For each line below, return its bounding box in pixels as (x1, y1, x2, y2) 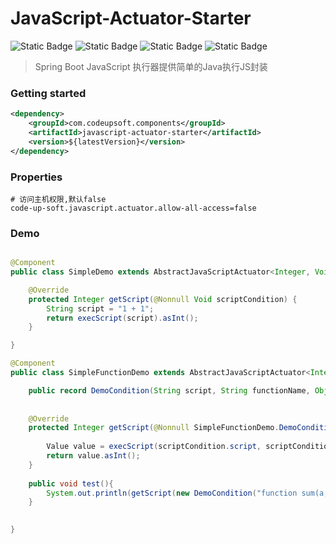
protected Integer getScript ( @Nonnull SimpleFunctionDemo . (28, 423, 280, 433)
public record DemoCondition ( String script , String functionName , (28, 385, 311, 396)
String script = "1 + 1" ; (46, 303, 155, 314)
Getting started (10, 86, 87, 100)
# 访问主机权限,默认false (10, 194, 107, 204)
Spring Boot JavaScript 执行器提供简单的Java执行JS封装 (34, 60, 268, 72)
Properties (10, 170, 63, 184)
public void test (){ (28, 478, 114, 489)
